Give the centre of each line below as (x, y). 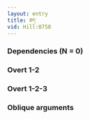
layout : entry (28, 14)
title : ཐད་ (22, 20)
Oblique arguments (41, 108)
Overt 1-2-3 (27, 89)
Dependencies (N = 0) (45, 51)
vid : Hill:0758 (29, 27)
